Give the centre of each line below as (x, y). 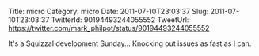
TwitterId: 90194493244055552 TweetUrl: (120, 20)
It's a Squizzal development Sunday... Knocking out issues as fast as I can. (130, 43)
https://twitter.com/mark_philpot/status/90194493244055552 (109, 28)
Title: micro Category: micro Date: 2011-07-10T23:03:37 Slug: (109, 11)
